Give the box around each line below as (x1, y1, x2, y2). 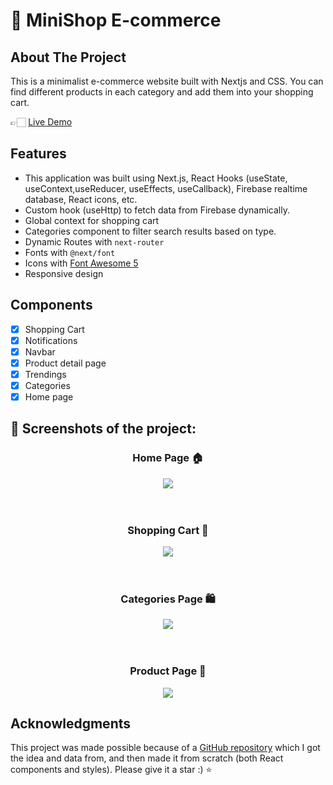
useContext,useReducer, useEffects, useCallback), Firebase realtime (24, 182, 308, 194)
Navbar (24, 345, 56, 358)
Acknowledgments (10, 715, 132, 733)
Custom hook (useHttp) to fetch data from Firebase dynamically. (24, 204, 290, 216)
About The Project (10, 49, 127, 66)
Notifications (24, 334, 78, 346)
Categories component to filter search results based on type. (24, 225, 277, 237)
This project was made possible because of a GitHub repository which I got (10, 742, 321, 754)
